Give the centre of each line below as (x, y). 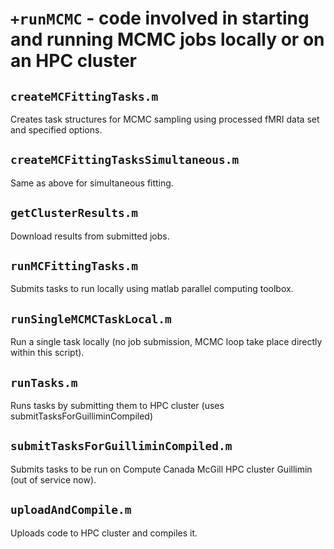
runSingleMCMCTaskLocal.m (91, 319)
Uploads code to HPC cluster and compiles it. (104, 533)
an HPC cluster (73, 61)
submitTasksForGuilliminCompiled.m (121, 446)
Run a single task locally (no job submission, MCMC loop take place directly (166, 342)
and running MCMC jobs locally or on (167, 39)
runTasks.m (44, 382)
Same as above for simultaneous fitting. (92, 183)
